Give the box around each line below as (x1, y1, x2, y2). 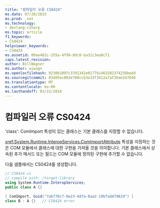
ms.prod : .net (5, 16, 34, 21)
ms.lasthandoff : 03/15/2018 (5, 89, 62, 94)
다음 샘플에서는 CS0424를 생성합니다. (5, 162, 78, 167)
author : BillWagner (5, 62, 45, 66)
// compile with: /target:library (5, 176, 75, 181)
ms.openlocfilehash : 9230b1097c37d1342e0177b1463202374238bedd (5, 71, 136, 76)
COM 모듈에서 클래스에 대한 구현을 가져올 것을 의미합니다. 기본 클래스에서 (10, 145, 150, 151)
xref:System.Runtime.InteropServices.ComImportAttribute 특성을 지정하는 (5, 139, 151, 145)
